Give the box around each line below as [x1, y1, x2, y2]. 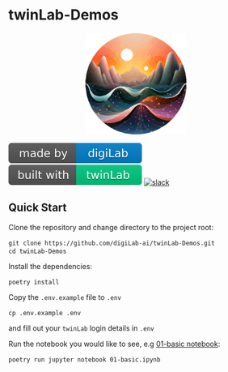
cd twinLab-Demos [8, 247, 67, 255]
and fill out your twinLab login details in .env [8, 323, 155, 333]
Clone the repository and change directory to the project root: [8, 222, 214, 232]
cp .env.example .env [8, 309, 82, 317]
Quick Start [8, 201, 67, 215]
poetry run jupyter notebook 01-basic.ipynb [8, 355, 161, 364]
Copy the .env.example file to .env [8, 292, 122, 301]
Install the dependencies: [8, 261, 93, 271]
